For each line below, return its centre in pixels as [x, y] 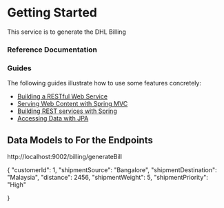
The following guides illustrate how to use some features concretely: [104, 83]
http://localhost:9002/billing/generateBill [65, 156]
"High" [17, 185]
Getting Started [52, 13]
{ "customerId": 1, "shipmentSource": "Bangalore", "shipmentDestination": [112, 169]
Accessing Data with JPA [53, 118]
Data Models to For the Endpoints [80, 140]
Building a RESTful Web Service [62, 96]
